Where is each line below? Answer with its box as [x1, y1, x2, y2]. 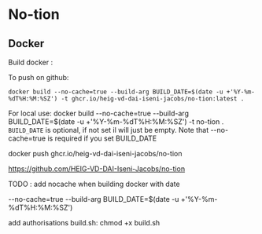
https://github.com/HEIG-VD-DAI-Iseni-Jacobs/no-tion [8, 164, 186, 174]
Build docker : [8, 57, 54, 67]
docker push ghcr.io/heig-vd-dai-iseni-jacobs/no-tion [8, 149, 183, 158]
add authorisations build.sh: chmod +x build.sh [8, 218, 161, 227]
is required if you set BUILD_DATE [46, 133, 157, 143]
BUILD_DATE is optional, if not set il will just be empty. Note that [8, 126, 209, 134]
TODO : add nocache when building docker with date [8, 179, 180, 188]
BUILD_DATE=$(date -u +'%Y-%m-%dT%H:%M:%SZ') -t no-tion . [8, 117, 224, 126]
